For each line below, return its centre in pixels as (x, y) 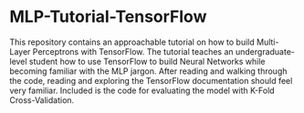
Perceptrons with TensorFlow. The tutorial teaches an (133, 51)
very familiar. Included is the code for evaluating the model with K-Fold (142, 90)
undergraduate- (265, 51)
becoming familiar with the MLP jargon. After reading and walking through (148, 71)
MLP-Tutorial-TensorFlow (108, 17)
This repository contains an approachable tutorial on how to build (132, 42)
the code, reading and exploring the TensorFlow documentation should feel (151, 80)
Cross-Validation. (42, 100)
